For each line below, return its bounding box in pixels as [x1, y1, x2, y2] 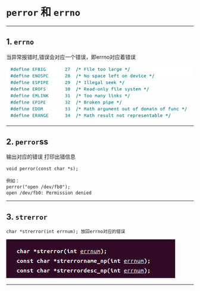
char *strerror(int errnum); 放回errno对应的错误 [6, 229, 126, 235]
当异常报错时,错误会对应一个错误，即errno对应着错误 [6, 53, 136, 60]
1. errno [6, 37, 35, 47]
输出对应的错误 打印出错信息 [6, 153, 76, 161]
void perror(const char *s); [6, 166, 79, 172]
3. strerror [6, 212, 48, 222]
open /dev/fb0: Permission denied [6, 190, 92, 196]
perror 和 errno [6, 5, 80, 19]
